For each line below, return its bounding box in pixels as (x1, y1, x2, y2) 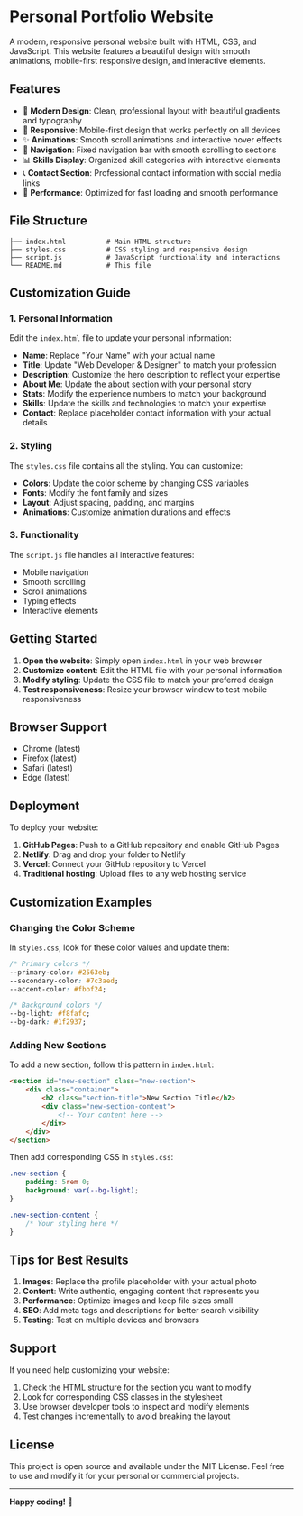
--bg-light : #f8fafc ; (9, 1009, 91, 1018)
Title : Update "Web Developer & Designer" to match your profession (22, 360, 277, 370)
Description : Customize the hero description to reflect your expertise (22, 370, 280, 380)
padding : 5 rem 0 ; (25, 1178, 91, 1187)
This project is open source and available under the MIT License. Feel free (9, 1460, 286, 1471)
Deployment (9, 798, 80, 813)
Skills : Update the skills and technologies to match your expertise (22, 398, 267, 409)
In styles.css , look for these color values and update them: (9, 942, 230, 953)
